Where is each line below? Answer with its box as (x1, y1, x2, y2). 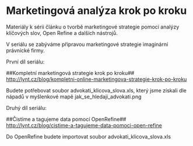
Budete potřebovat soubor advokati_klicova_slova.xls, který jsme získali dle (6, 87, 187, 94)
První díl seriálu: (6, 58, 45, 65)
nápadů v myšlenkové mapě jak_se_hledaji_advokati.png (6, 93, 142, 100)
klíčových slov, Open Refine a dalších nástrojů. (6, 29, 118, 36)
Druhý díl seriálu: (6, 104, 47, 111)
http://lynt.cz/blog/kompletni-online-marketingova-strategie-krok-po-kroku (6, 76, 187, 83)
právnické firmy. (6, 47, 45, 54)
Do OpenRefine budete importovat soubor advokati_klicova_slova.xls (6, 133, 171, 140)
